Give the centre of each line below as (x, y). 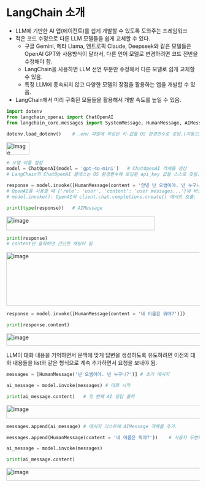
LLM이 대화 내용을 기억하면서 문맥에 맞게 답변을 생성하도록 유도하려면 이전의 (98, 355)
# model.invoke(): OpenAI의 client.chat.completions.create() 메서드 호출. (101, 197)
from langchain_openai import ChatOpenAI (60, 117)
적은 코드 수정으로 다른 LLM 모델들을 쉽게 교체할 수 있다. (83, 38)
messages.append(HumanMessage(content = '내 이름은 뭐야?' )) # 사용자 (97, 437)
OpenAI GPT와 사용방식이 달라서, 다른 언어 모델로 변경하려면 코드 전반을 (111, 53)
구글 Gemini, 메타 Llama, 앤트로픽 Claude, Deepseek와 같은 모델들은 (108, 46)
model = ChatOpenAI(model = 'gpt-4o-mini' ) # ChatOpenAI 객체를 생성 (97, 169)
